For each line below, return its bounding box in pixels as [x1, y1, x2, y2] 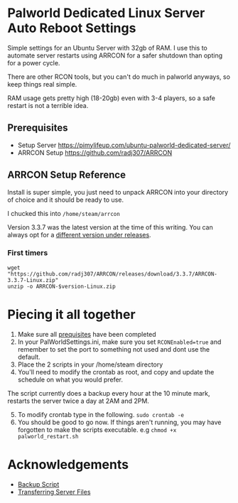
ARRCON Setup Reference [7, 169, 126, 181]
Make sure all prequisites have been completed [17, 330, 156, 338]
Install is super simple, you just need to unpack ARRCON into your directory [7, 188, 229, 196]
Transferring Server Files [17, 487, 91, 496]
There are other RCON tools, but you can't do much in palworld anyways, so [7, 72, 231, 81]
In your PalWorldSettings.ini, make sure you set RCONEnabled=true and [17, 337, 222, 346]
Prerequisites [7, 122, 68, 134]
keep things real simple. [7, 80, 77, 88]
